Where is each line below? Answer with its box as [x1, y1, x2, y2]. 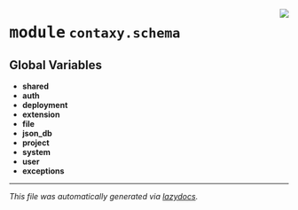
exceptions [21, 166, 65, 176]
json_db [21, 128, 53, 138]
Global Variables [9, 58, 102, 73]
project [21, 137, 51, 148]
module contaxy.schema [9, 23, 181, 43]
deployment [21, 100, 68, 110]
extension [21, 109, 60, 120]
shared [21, 81, 50, 91]
